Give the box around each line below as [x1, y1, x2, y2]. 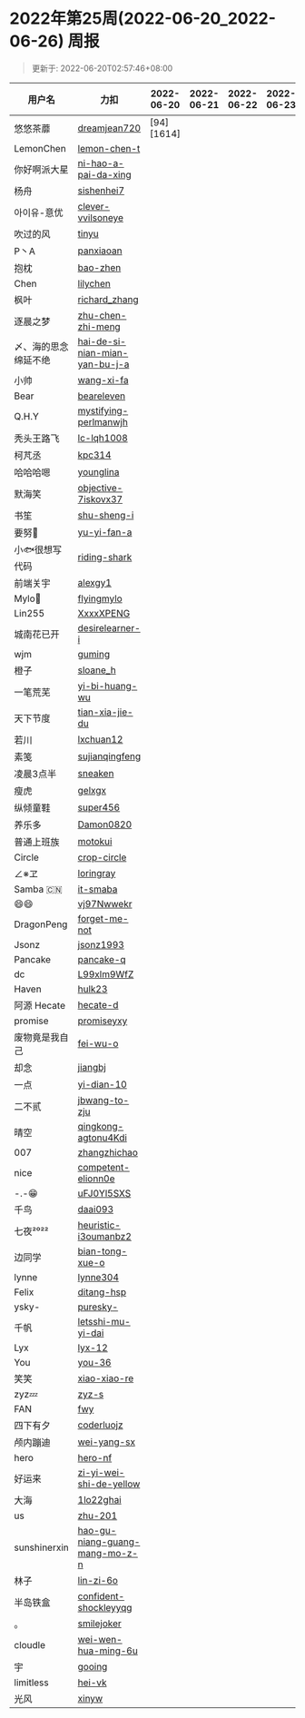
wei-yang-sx [77, 1436, 136, 1448]
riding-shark [77, 551, 133, 564]
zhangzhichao [77, 1146, 139, 1159]
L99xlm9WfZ [77, 968, 134, 981]
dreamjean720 [77, 122, 142, 134]
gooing [77, 1660, 108, 1673]
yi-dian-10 [77, 1078, 127, 1091]
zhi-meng [77, 320, 121, 332]
